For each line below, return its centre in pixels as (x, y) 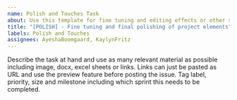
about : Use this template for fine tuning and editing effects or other (116, 20)
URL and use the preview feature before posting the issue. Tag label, (107, 75)
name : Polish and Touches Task (53, 14)
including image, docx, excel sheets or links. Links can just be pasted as (112, 67)
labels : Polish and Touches (49, 33)
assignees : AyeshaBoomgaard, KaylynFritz (69, 40)
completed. (24, 90)
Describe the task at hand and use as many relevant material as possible (113, 59)
